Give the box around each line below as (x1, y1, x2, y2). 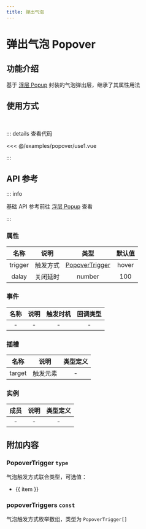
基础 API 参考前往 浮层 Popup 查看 (6, 203, 93, 210)
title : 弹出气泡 (6, 9, 44, 15)
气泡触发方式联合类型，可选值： (6, 473, 87, 481)
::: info (6, 190, 23, 198)
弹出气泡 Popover (6, 37, 96, 51)
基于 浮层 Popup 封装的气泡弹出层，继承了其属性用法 (6, 81, 140, 88)
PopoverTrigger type (6, 458, 69, 467)
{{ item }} (15, 485, 39, 493)
